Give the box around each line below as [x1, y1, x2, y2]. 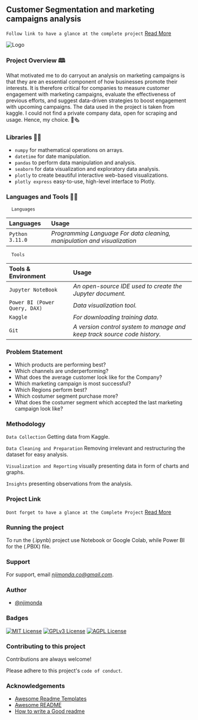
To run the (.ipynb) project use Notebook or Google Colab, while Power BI [6, 536, 185, 543]
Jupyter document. [72, 289, 126, 297]
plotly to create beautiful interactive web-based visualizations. [14, 171, 169, 179]
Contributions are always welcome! [6, 656, 92, 663]
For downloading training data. [72, 313, 159, 321]
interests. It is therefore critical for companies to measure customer [6, 85, 170, 92]
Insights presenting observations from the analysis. [6, 480, 133, 487]
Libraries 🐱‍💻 [6, 133, 42, 141]
